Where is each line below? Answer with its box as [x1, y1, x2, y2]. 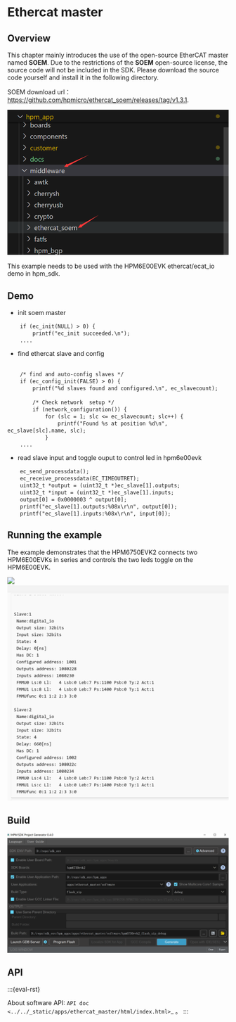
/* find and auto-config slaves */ [20, 371, 124, 378]
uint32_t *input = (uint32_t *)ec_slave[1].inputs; [20, 490, 174, 497]
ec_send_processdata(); [20, 468, 90, 475]
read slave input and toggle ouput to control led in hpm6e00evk [17, 454, 202, 462]
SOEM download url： [7, 88, 72, 96]
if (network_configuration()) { [32, 406, 128, 414]
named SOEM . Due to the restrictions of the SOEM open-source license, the [7, 58, 228, 67]
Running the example [7, 529, 103, 542]
